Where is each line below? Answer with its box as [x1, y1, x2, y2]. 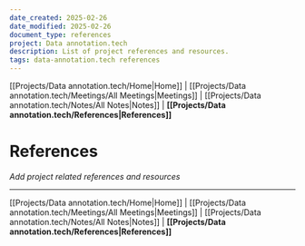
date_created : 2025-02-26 [9, 13, 107, 23]
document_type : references [9, 30, 112, 39]
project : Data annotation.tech [9, 38, 128, 48]
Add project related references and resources [9, 171, 181, 182]
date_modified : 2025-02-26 [9, 22, 112, 31]
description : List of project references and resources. [9, 47, 230, 56]
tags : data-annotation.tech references [9, 55, 161, 64]
